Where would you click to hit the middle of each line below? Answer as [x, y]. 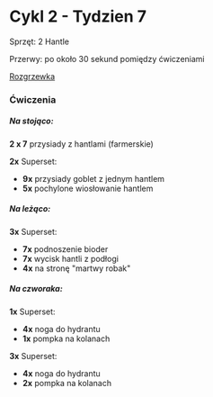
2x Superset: [33, 161]
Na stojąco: [31, 121]
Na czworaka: [36, 289]
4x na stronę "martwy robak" [76, 268]
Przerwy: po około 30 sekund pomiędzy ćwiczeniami [107, 59]
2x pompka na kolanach [67, 383]
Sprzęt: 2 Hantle [40, 41]
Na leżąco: [30, 209]
